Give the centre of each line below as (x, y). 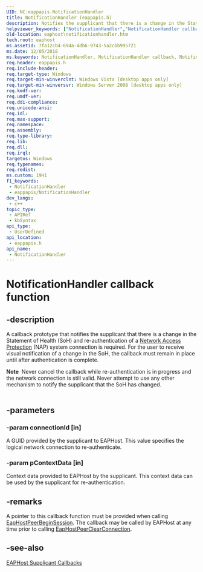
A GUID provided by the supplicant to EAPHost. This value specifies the (95, 440)
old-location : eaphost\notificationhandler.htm (67, 35)
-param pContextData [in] (45, 463)
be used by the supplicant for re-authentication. (66, 482)
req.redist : (21, 170)
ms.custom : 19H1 (27, 176)
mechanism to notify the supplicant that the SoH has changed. (84, 385)
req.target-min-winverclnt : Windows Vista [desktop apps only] (88, 79)
